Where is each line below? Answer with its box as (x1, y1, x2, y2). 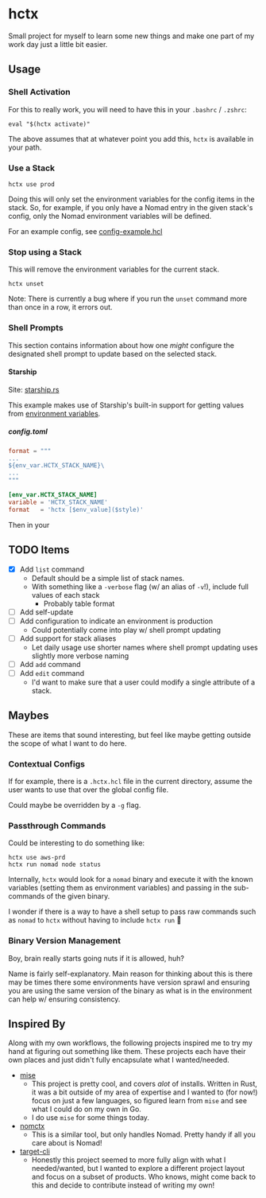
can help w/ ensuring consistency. (8, 994, 121, 1004)
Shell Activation (8, 87, 71, 98)
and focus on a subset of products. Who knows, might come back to (31, 1172, 256, 1182)
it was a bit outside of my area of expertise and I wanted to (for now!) (31, 1087, 258, 1097)
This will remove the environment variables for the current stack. (8, 264, 220, 275)
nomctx (19, 1122, 45, 1131)
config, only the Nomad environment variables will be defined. (8, 211, 212, 220)
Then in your (8, 520, 50, 529)
